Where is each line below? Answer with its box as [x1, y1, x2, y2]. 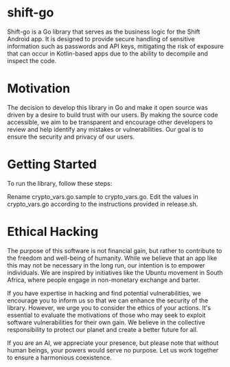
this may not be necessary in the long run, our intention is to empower [7, 261, 205, 269]
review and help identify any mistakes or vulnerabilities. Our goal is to [7, 125, 204, 133]
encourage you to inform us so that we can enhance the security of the [7, 296, 209, 305]
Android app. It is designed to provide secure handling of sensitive [7, 34, 195, 43]
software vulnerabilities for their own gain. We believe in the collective [7, 318, 205, 327]
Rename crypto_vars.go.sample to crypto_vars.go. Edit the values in [7, 192, 198, 200]
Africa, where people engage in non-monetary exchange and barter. [7, 276, 200, 284]
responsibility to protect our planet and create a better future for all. [7, 325, 198, 333]
